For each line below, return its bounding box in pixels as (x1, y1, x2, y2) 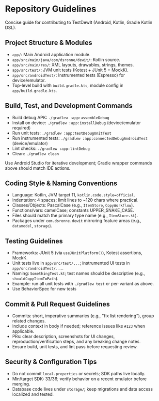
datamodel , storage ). (12, 223, 52, 229)
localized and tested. (12, 391, 54, 397)
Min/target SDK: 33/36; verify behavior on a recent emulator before (12, 376, 147, 382)
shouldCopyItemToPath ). (12, 275, 59, 282)
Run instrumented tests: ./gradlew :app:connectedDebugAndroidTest (12, 135, 148, 141)
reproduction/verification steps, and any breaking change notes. (12, 338, 141, 344)
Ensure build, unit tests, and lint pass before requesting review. (12, 344, 138, 350)
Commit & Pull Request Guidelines (5, 300, 110, 308)
